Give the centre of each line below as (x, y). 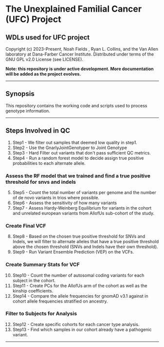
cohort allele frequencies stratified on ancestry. (60, 301)
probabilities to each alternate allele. (49, 163)
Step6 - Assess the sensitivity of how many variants (65, 203)
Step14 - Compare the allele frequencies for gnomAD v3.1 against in (80, 296)
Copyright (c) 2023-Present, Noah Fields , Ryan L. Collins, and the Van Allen (82, 49)
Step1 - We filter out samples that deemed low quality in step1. (75, 142)
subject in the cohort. (34, 280)
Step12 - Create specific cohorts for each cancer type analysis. (76, 324)
